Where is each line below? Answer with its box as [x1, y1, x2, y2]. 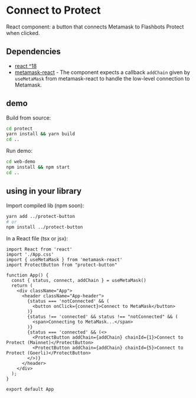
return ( [11, 283, 33, 289]
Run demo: [6, 147, 32, 155]
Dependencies [6, 47, 61, 57]
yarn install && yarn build [6, 131, 76, 137]
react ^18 [14, 62, 37, 69]
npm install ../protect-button [6, 224, 83, 230]
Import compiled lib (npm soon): [6, 202, 84, 209]
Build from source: [6, 114, 51, 121]
